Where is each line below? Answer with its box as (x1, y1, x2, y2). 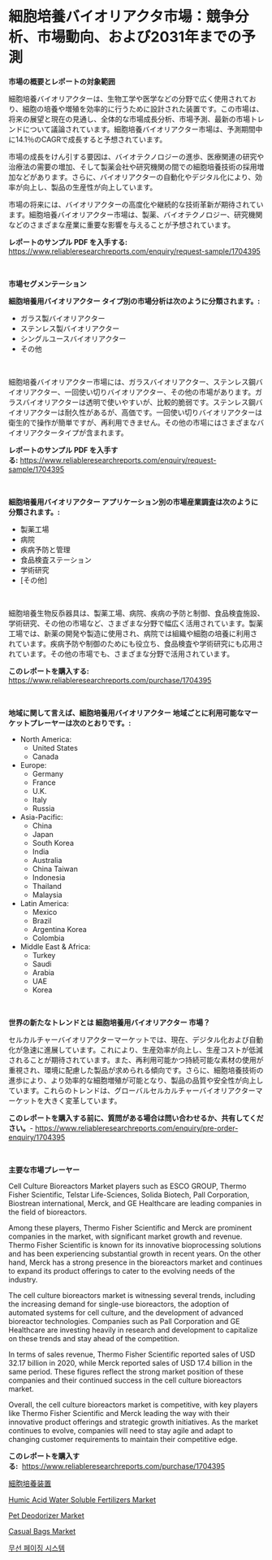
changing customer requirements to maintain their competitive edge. (8, 1434, 238, 1444)
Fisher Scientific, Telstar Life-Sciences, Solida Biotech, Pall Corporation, (8, 1189, 250, 1200)
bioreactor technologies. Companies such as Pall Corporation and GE (8, 1316, 240, 1326)
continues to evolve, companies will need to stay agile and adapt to (8, 1425, 234, 1436)
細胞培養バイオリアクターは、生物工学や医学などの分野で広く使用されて (8, 94, 249, 103)
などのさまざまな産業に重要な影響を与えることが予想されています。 (8, 220, 235, 229)
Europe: (19, 760, 47, 769)
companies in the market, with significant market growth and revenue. (8, 1231, 243, 1241)
